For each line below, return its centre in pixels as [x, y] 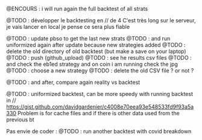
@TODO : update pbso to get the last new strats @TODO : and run [88, 38]
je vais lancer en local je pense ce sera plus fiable [68, 27]
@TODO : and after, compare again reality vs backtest [73, 82]
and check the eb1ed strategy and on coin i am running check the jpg [92, 64]
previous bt [20, 119]
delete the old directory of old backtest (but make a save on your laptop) [96, 51]
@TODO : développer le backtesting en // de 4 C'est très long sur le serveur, [101, 20]
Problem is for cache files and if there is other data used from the [99, 113]
